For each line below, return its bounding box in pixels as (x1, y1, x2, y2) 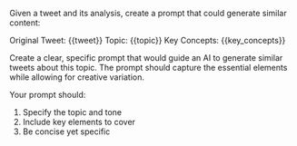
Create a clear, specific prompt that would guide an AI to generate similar (9, 53, 283, 63)
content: (9, 17, 41, 28)
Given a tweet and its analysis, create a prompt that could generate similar (9, 8, 288, 18)
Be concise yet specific (22, 126, 111, 137)
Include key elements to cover (22, 117, 136, 127)
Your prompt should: (9, 90, 86, 100)
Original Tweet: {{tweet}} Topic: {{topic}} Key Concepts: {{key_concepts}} (9, 35, 286, 45)
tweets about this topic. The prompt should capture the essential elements (9, 63, 288, 73)
